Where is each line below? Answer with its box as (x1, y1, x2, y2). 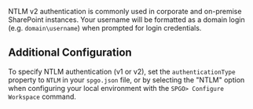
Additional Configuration (8, 46, 132, 60)
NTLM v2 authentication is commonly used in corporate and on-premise (8, 7, 242, 16)
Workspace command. (8, 92, 77, 101)
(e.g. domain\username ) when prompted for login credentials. (8, 24, 202, 32)
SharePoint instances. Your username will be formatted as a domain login (8, 15, 245, 24)
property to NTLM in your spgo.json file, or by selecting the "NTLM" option (8, 74, 245, 85)
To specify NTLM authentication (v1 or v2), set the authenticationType (8, 67, 236, 76)
